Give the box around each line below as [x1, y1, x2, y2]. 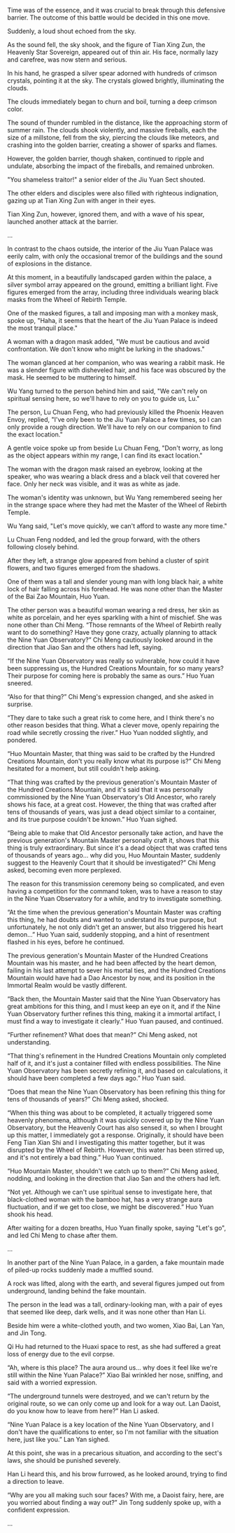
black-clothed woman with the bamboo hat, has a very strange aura [7, 1195, 203, 1204]
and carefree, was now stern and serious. [7, 55, 127, 64]
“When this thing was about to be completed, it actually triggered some [7, 1108, 213, 1117]
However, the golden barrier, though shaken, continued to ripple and [7, 154, 204, 163]
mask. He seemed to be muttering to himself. [7, 373, 137, 381]
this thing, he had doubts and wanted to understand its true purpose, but [7, 916, 217, 923]
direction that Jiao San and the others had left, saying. [7, 643, 163, 651]
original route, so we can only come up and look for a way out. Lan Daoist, [7, 1399, 222, 1408]
